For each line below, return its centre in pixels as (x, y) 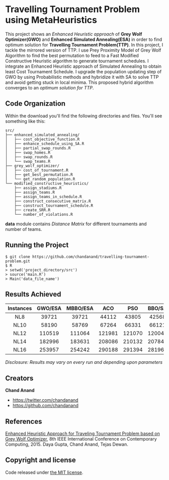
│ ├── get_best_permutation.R (39, 175)
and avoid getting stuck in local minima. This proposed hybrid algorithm (79, 82)
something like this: (25, 121)
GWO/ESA (49, 308)
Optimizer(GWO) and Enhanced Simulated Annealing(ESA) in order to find (84, 39)
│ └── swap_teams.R (28, 161)
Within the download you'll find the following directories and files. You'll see (84, 116)
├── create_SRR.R (32, 210)
